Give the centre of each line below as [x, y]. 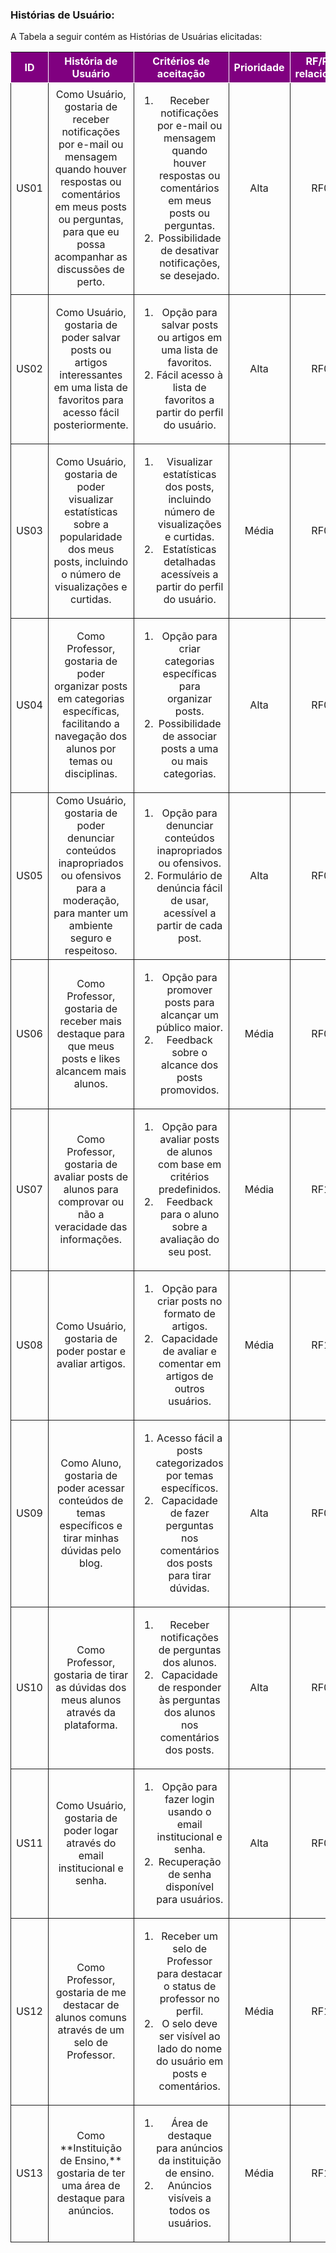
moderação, [91, 901]
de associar [190, 736]
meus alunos [91, 1700]
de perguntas [190, 1650]
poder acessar [90, 1488]
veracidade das [91, 1227]
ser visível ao [189, 2036]
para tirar [190, 1576]
